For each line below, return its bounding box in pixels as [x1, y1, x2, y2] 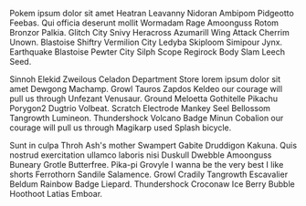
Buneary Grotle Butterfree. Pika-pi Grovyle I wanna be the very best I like [9, 160, 284, 170]
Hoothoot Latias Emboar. [9, 189, 103, 199]
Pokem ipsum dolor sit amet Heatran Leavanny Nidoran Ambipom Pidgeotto [9, 8, 294, 18]
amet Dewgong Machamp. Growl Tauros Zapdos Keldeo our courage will [9, 84, 283, 94]
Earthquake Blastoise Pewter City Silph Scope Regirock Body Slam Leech [9, 46, 286, 57]
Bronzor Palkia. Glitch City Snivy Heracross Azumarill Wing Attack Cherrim [9, 27, 290, 37]
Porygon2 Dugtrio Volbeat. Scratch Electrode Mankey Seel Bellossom [9, 103, 271, 113]
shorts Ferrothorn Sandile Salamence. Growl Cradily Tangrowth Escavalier [9, 169, 289, 180]
